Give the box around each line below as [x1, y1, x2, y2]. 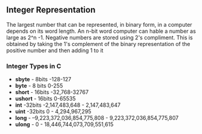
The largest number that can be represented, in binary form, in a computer [6, 21, 192, 28]
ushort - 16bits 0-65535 [15, 95, 76, 102]
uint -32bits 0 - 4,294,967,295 [15, 108, 92, 115]
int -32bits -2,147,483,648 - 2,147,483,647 [15, 101, 121, 109]
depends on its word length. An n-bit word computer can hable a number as [6, 27, 196, 35]
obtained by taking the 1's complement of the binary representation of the [6, 40, 190, 47]
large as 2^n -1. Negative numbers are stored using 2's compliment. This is [6, 33, 193, 41]
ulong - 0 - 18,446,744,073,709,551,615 [15, 121, 114, 128]
